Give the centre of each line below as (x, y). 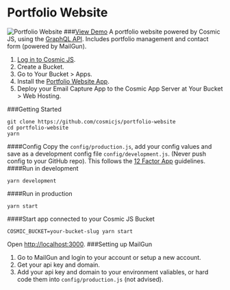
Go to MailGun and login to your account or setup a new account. (109, 257)
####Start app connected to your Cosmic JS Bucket (81, 219)
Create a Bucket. (41, 67)
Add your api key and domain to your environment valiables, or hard (113, 271)
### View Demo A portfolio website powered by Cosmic (142, 32)
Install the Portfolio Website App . (63, 81)
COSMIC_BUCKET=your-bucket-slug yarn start (70, 231)
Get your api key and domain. (59, 265)
